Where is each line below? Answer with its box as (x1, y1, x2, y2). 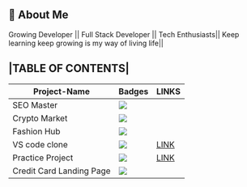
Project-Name (33, 86, 91, 97)
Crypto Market (12, 113, 68, 124)
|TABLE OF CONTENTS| (8, 62, 130, 75)
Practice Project (12, 151, 74, 163)
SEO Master (12, 99, 58, 110)
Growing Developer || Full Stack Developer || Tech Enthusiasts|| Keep (8, 29, 240, 39)
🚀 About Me (8, 8, 69, 22)
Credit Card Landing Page (12, 165, 111, 176)
